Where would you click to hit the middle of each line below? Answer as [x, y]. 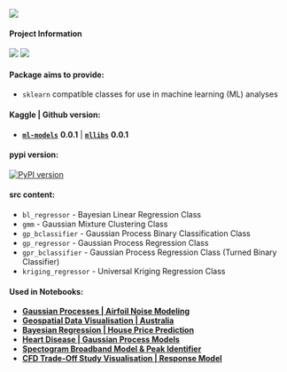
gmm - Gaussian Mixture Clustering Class [95, 224]
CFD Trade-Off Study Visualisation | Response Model [122, 359]
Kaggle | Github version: [55, 115]
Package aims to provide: [57, 75]
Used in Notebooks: [47, 291]
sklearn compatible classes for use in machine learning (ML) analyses [150, 94]
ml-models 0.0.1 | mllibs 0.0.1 [75, 134]
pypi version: [34, 154]
